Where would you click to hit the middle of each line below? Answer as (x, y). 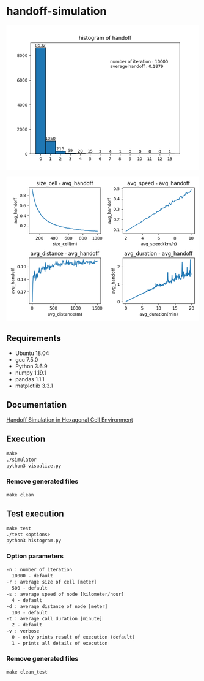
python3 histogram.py (34, 541)
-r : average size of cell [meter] (52, 582)
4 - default (27, 600)
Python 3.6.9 (31, 366)
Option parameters (35, 556)
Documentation (37, 405)
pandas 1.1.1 (30, 379)
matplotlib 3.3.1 (34, 386)
